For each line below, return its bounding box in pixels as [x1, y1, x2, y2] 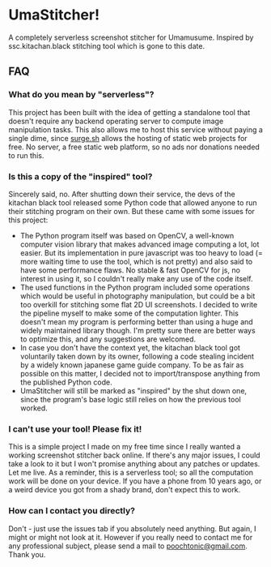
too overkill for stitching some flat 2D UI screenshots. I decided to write [19, 299, 258, 309]
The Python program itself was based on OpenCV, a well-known [19, 230, 235, 240]
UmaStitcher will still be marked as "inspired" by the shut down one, [19, 385, 248, 395]
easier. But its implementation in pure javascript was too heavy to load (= [19, 247, 263, 257]
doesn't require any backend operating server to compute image [8, 116, 224, 126]
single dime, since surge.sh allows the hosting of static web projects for [8, 133, 248, 143]
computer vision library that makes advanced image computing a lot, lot [19, 239, 260, 249]
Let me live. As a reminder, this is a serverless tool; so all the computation [8, 468, 253, 478]
